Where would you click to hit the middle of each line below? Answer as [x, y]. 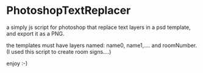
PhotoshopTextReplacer [69, 11]
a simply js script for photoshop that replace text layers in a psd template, [98, 27]
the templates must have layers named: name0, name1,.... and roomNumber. [102, 45]
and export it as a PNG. [35, 33]
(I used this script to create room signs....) [59, 51]
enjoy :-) [17, 63]
